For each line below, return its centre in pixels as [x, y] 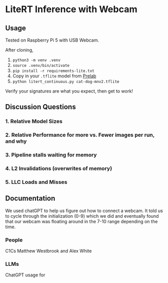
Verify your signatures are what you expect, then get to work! [69, 91]
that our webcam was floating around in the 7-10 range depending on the [81, 221]
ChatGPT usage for [25, 275]
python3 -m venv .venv [36, 60]
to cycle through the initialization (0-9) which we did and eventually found [82, 216]
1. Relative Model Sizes [34, 122]
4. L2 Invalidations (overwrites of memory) [59, 169]
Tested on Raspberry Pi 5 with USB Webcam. [52, 40]
